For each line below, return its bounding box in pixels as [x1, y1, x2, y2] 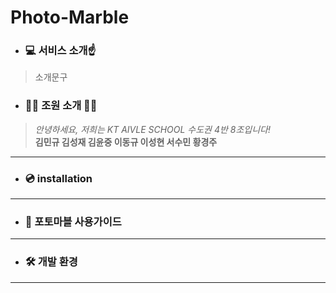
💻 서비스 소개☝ [24, 44, 97, 58]
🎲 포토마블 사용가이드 [24, 215, 122, 228]
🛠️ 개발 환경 [24, 255, 78, 269]
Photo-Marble [10, 6, 130, 29]
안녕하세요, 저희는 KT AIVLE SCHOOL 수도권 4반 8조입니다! [34, 123, 271, 135]
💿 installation [24, 171, 93, 185]
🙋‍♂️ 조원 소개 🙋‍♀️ [24, 99, 98, 113]
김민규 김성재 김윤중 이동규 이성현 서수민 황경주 [34, 136, 218, 148]
